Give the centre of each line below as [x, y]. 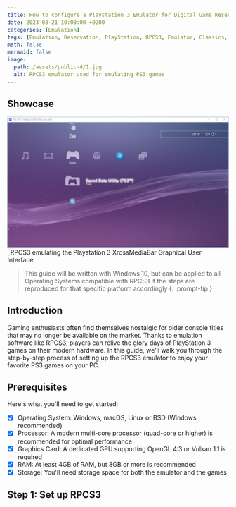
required [30, 457]
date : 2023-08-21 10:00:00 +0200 [56, 22]
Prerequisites [37, 387]
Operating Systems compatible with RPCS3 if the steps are [110, 281]
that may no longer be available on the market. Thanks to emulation [105, 335]
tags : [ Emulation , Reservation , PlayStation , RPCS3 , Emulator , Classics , [118, 37]
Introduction [35, 311]
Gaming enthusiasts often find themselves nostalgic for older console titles [116, 327]
